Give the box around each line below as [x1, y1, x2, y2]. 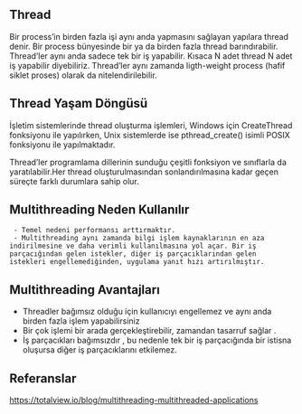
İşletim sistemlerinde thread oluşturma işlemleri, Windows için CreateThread [9, 119, 293, 130]
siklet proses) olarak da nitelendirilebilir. [9, 70, 157, 80]
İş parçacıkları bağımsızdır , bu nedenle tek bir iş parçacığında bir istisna [22, 334, 292, 346]
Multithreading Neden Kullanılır [9, 202, 190, 218]
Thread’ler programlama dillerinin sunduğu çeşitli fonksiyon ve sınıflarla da [9, 156, 287, 167]
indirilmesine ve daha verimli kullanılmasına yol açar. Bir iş [9, 241, 257, 251]
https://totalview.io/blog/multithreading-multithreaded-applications [9, 395, 259, 406]
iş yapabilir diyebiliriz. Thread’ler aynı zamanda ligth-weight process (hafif [9, 60, 286, 71]
